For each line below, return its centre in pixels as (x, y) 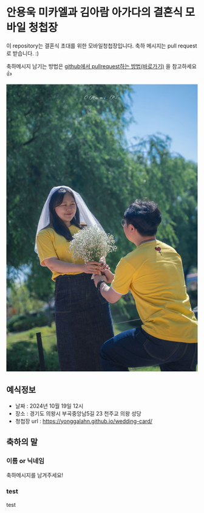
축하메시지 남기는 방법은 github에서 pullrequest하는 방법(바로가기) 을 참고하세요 (102, 66)
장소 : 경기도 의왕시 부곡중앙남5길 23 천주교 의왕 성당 (78, 413)
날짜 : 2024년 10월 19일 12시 (49, 406)
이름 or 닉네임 (25, 461)
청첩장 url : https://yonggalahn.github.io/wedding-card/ (84, 421)
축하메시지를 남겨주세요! (35, 475)
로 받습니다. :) (23, 53)
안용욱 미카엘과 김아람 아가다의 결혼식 (95, 12)
